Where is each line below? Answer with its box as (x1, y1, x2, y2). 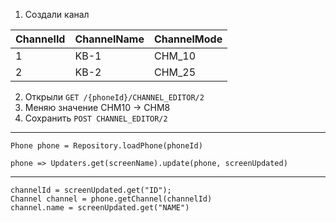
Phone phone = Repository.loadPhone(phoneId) (10, 141, 203, 151)
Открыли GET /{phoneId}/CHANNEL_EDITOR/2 (24, 91, 205, 103)
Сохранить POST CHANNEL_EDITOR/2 (24, 112, 168, 124)
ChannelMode (153, 32, 223, 46)
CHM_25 (153, 65, 197, 79)
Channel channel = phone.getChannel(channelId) (10, 194, 213, 204)
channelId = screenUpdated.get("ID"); (10, 185, 172, 195)
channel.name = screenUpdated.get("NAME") (10, 203, 190, 213)
